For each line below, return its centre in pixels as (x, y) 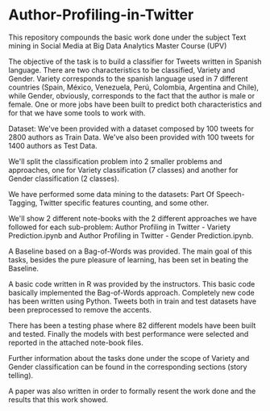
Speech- (231, 194)
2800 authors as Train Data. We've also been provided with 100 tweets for (132, 137)
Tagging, (23, 203)
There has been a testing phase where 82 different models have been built (132, 325)
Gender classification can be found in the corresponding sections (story (128, 367)
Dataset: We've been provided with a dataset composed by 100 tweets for (131, 128)
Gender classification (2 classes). (64, 178)
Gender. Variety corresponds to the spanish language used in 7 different (128, 78)
